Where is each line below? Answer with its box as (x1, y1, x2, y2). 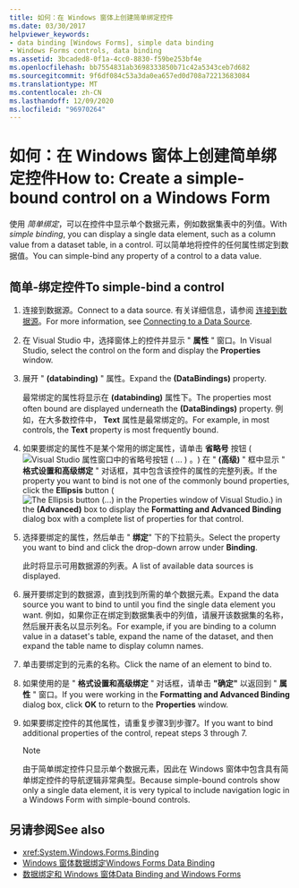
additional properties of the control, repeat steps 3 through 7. (21, 728, 248, 739)
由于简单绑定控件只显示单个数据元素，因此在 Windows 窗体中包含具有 (21, 764, 281, 774)
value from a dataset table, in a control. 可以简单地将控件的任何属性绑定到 (9, 239, 282, 251)
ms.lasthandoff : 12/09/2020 (9, 96, 115, 106)
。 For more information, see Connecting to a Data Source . (38, 316, 252, 327)
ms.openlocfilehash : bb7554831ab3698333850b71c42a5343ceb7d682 (9, 64, 251, 73)
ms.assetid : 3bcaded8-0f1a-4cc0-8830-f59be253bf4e (9, 55, 202, 64)
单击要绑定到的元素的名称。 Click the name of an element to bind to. (21, 659, 272, 670)
